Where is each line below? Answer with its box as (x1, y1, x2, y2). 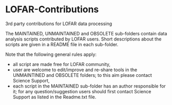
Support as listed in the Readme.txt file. (12, 94, 97, 100)
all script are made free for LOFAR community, (12, 61, 111, 67)
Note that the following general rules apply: (5, 51, 97, 57)
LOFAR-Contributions (5, 4, 99, 15)
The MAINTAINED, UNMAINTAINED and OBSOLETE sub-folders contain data (5, 30, 167, 36)
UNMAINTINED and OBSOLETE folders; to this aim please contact (12, 72, 152, 78)
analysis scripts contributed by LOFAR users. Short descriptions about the (5, 36, 162, 42)
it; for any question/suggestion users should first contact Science (12, 88, 151, 94)
